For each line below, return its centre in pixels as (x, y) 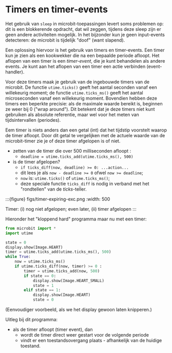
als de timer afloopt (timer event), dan (53, 329)
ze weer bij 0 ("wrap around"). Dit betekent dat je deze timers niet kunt (80, 109)
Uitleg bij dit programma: (32, 320)
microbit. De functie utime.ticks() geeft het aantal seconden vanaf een (81, 87)
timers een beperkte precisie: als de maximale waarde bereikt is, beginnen (84, 103)
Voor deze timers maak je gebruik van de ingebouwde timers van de (78, 82)
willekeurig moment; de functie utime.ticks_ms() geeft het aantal (74, 92)
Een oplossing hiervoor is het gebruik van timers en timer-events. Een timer (85, 50)
